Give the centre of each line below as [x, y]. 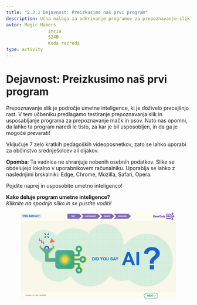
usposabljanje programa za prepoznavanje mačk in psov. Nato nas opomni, [97, 120]
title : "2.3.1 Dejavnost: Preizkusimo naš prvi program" [77, 12]
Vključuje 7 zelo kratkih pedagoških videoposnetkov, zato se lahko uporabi [96, 144]
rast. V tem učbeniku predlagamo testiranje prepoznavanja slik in [84, 114]
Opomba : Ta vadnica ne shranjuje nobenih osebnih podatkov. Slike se [90, 162]
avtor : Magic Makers [31, 25]
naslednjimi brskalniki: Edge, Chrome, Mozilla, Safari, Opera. [79, 174]
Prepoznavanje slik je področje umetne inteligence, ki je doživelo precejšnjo [98, 108]
